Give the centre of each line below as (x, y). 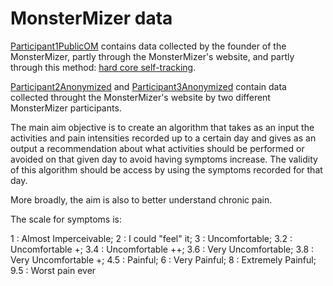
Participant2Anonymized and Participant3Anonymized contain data (148, 86)
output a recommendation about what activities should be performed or (157, 148)
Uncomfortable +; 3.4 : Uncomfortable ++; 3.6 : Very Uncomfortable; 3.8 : (162, 249)
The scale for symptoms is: (66, 219)
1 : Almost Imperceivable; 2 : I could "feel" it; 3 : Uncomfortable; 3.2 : (151, 238)
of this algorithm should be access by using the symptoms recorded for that (166, 169)
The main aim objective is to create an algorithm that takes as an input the (162, 127)
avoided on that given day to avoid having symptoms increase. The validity (164, 159)
